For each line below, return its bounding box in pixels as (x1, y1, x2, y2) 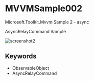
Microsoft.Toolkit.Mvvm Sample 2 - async (5, 19, 89, 25)
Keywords (5, 52, 37, 61)
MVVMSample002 (5, 3, 82, 14)
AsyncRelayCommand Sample (5, 28, 66, 34)
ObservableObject (12, 65, 49, 71)
